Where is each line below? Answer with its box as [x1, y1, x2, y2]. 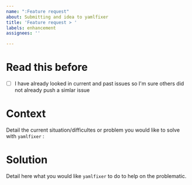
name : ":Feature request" [6, 8, 69, 15]
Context [6, 107, 46, 121]
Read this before [6, 61, 88, 74]
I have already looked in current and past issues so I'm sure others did [14, 80, 184, 87]
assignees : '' [6, 30, 41, 36]
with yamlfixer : [6, 133, 45, 140]
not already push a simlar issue [14, 87, 90, 94]
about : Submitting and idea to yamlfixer [6, 14, 109, 20]
